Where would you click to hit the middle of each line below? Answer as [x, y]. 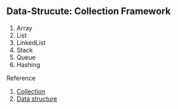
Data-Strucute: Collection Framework [89, 11]
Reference [21, 78]
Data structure [37, 99]
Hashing [28, 64]
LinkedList [31, 42]
